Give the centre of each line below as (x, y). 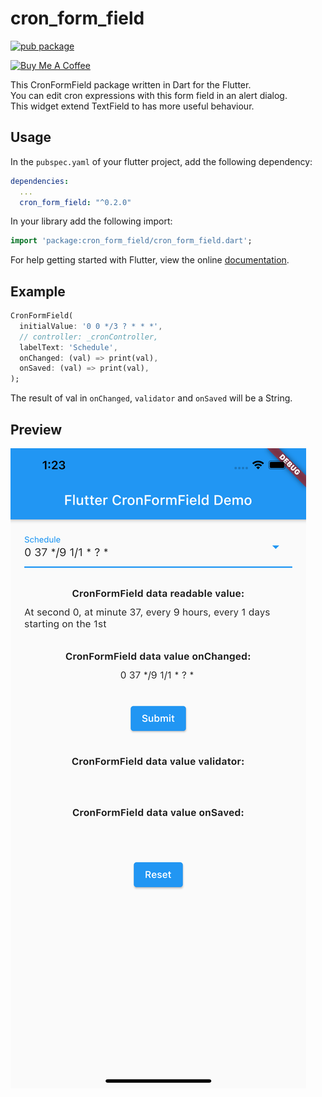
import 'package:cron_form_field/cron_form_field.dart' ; (131, 241)
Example (38, 291)
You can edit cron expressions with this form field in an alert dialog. (149, 95)
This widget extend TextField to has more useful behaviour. (132, 106)
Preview (36, 429)
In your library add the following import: (91, 221)
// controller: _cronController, (89, 337)
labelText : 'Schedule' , (68, 347)
